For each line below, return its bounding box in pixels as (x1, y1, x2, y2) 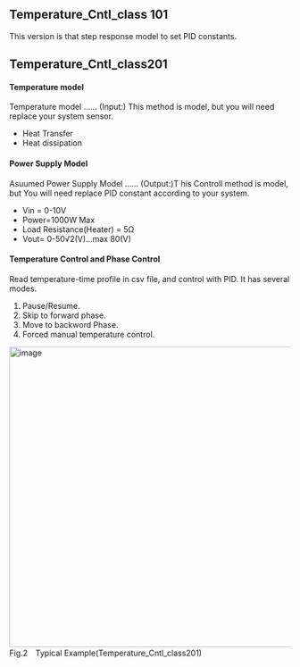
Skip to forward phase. (21, 310, 106, 321)
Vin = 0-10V (21, 204, 67, 215)
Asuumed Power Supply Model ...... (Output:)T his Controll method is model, (9, 178, 288, 188)
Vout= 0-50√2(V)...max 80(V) (21, 233, 131, 244)
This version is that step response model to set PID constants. (9, 30, 237, 41)
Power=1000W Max (21, 214, 96, 225)
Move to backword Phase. (21, 319, 119, 329)
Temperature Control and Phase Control (9, 254, 161, 264)
